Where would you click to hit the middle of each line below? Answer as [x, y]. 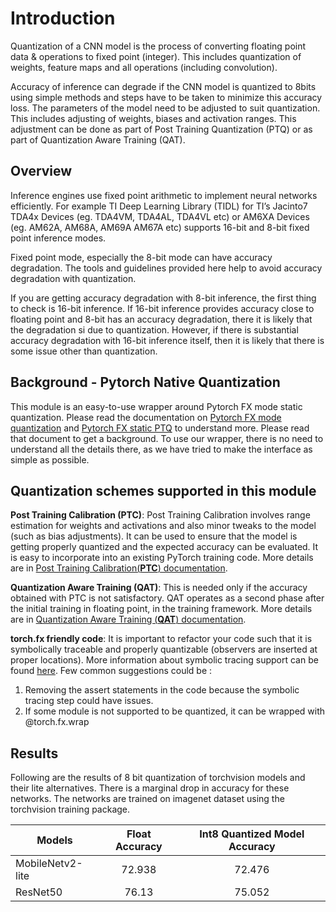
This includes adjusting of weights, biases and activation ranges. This [153, 118]
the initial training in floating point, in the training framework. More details [161, 609]
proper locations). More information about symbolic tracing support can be [164, 660]
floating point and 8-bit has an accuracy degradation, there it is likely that [161, 319]
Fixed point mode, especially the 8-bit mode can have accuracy [141, 257]
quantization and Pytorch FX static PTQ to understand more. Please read [160, 428]
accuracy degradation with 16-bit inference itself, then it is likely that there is [167, 340]
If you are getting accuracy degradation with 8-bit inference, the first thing [163, 298]
